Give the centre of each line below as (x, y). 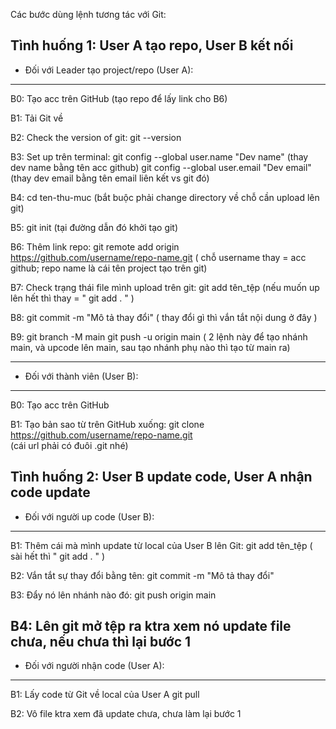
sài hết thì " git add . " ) (58, 556)
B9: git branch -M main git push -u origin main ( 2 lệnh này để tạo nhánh (159, 336)
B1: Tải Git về (37, 118)
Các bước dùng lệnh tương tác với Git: (88, 14)
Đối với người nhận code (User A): (94, 666)
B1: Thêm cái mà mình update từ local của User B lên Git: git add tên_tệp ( (161, 545)
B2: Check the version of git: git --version (96, 137)
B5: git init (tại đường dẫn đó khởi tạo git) (94, 227)
